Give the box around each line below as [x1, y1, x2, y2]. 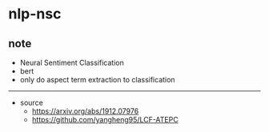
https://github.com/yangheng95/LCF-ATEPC [31, 115, 179, 124]
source [19, 98, 44, 107]
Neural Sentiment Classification [19, 58, 124, 67]
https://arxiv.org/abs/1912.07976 [31, 106, 139, 116]
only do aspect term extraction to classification [19, 75, 175, 84]
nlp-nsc [8, 5, 62, 23]
